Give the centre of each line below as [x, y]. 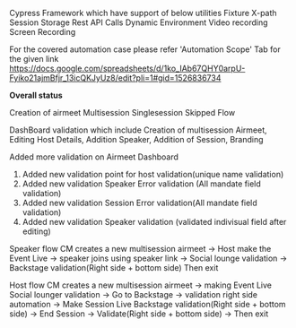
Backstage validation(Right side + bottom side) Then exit [114, 268]
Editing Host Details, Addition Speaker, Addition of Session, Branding [136, 139]
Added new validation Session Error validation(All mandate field [139, 203]
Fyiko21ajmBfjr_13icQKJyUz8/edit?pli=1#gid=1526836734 [115, 78]
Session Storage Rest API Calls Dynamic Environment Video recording [139, 22]
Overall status [36, 95]
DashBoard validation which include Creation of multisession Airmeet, [138, 130]
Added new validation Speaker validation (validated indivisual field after [154, 222]
